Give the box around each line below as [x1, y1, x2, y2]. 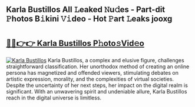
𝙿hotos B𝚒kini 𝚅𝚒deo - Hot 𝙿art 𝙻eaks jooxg [6, 14, 173, 24]
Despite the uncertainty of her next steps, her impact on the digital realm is [6, 82, 189, 89]
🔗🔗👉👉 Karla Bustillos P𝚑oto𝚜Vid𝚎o [6, 38, 144, 48]
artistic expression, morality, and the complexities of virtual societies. [6, 76, 174, 82]
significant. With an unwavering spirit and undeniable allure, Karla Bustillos [6, 88, 187, 95]
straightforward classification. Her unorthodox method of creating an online [6, 63, 190, 70]
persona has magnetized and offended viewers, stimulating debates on [6, 69, 179, 76]
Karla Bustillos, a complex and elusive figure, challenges [48, 57, 184, 63]
